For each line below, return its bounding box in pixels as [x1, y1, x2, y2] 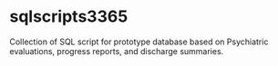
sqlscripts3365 [9, 6, 129, 27]
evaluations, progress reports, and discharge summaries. [9, 45, 224, 56]
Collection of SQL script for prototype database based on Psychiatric [9, 36, 269, 47]
